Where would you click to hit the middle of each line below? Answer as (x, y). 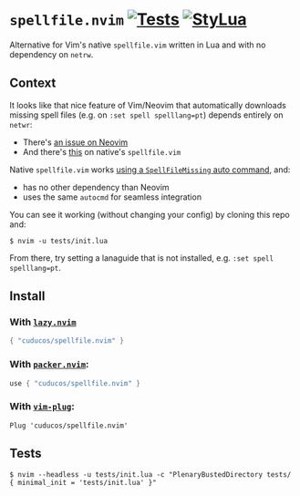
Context (33, 83)
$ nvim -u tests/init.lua (58, 241)
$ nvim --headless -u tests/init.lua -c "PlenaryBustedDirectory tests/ (150, 474)
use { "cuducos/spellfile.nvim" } (75, 383)
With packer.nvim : (49, 365)
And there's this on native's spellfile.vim (102, 151)
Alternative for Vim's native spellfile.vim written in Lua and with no (138, 45)
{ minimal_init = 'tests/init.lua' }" (83, 482)
